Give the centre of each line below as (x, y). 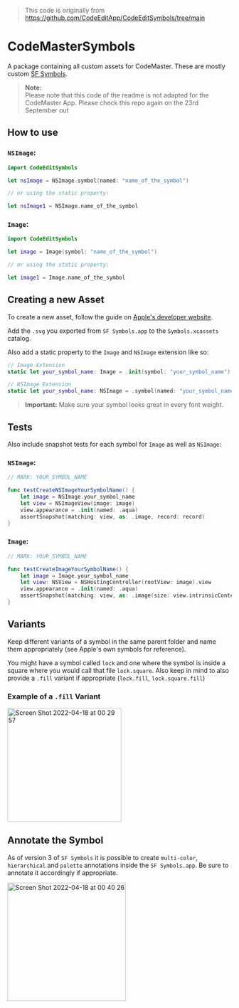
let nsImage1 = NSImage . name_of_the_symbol (73, 206)
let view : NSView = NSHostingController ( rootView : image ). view (116, 583)
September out (47, 110)
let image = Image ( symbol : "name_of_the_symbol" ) (83, 252)
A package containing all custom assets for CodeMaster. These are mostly (116, 66)
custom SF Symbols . (37, 73)
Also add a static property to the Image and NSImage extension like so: (108, 352)
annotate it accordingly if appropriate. (63, 872)
